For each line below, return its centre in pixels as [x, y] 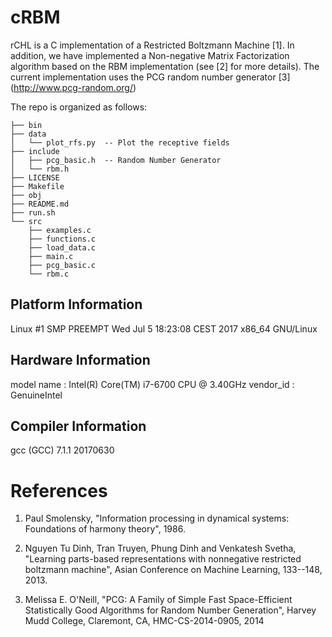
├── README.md [40, 204]
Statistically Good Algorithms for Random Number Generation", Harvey [170, 610]
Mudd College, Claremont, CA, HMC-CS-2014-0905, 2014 [144, 621]
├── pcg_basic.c [62, 265]
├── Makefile [37, 186]
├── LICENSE [35, 177]
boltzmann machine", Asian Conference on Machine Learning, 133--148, [173, 570]
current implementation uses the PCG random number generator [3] [150, 77]
